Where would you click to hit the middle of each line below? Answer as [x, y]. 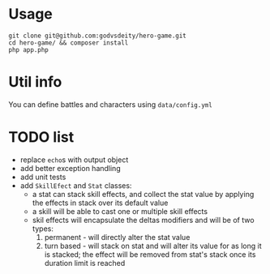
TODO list [41, 137]
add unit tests [43, 177]
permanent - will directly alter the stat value [117, 237]
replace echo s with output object [74, 160]
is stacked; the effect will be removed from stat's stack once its [150, 254]
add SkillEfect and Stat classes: [76, 185]
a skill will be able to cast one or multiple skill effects [120, 211]
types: [43, 229]
